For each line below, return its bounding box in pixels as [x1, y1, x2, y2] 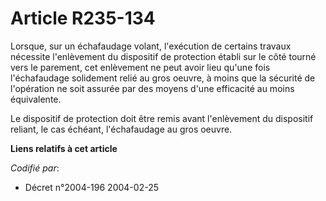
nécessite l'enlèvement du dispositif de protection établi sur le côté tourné [10, 50, 317, 62]
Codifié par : [10, 162, 60, 174]
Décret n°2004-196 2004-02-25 [24, 181, 159, 193]
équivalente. [10, 93, 62, 105]
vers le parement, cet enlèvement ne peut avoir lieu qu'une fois [10, 61, 271, 73]
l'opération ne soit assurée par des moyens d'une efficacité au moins [10, 82, 295, 94]
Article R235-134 [10, 7, 156, 30]
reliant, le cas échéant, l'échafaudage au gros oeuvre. [10, 123, 233, 135]
